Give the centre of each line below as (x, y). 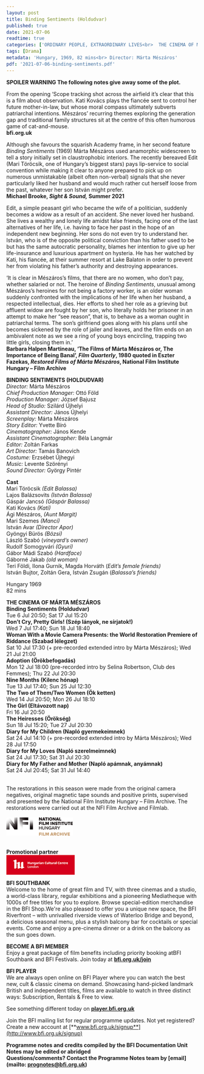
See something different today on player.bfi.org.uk (70, 1008)
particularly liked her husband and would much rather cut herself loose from (102, 183)
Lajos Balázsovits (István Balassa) (49, 494)
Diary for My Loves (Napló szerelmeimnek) (61, 751)
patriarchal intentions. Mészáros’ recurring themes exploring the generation (101, 113)
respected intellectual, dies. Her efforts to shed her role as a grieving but (97, 303)
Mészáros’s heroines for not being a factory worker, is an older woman (95, 290)
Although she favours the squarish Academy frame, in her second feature (98, 144)
